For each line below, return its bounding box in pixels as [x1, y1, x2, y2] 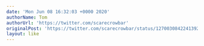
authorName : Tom [6, 14, 47, 20]
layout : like [6, 31, 39, 37]
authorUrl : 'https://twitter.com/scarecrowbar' [6, 20, 129, 26]
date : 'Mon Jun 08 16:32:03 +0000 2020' [6, 8, 110, 15]
